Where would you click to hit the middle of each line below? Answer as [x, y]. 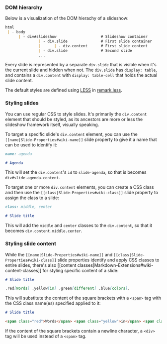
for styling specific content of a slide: [81, 270]
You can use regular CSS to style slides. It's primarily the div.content [76, 114]
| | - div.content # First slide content [93, 46]
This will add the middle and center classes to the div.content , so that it [79, 226]
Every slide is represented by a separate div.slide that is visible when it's [81, 65]
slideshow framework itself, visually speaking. [52, 124]
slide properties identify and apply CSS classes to [108, 260]
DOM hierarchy [24, 7]
